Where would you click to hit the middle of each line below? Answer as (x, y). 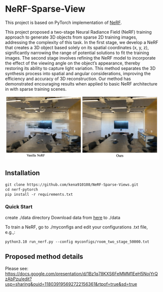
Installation (22, 173)
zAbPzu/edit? (19, 279)
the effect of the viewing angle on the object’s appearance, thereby (73, 63)
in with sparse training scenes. (36, 89)
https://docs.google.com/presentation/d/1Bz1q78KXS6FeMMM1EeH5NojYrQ (81, 273)
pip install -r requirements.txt (39, 195)
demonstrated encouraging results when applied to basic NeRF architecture (81, 83)
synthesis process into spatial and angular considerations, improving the (78, 73)
